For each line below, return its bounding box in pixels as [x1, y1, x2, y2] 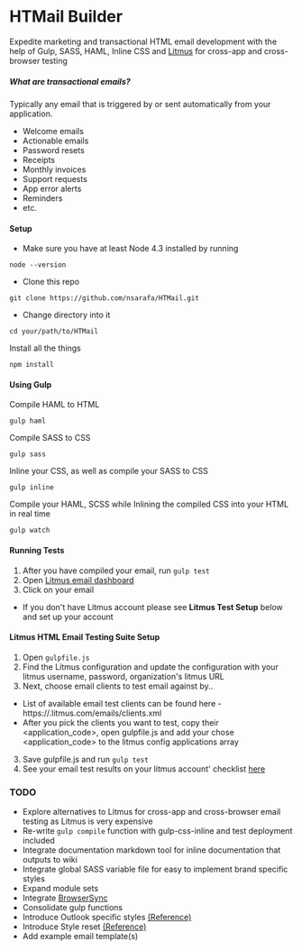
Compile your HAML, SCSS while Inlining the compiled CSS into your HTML [9, 498, 289, 510]
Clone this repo [22, 277, 79, 288]
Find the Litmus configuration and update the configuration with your [22, 661, 279, 672]
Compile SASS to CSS [9, 433, 91, 443]
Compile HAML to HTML [9, 399, 100, 410]
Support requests [22, 173, 88, 184]
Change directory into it [22, 309, 111, 321]
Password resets [22, 144, 86, 155]
